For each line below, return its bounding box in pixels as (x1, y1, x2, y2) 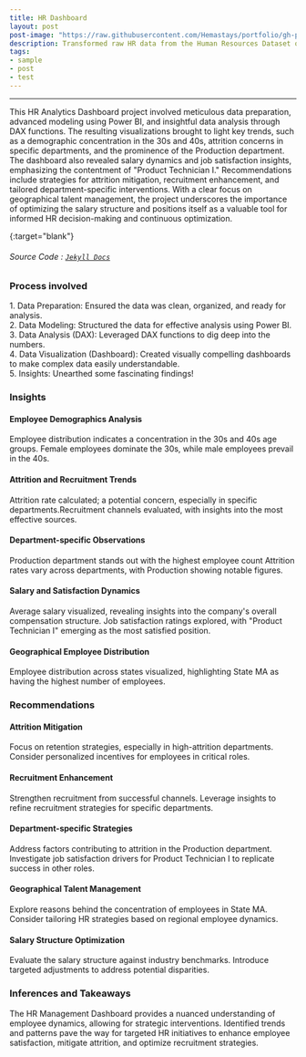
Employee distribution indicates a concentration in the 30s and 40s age (9, 434, 278, 445)
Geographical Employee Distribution (9, 646, 150, 657)
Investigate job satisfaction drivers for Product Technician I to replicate (9, 853, 275, 864)
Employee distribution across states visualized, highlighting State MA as (9, 667, 280, 678)
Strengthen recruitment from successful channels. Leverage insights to (9, 793, 276, 803)
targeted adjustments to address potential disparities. (9, 964, 209, 976)
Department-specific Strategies (9, 823, 134, 834)
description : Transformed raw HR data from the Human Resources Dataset (9, 38, 291, 48)
